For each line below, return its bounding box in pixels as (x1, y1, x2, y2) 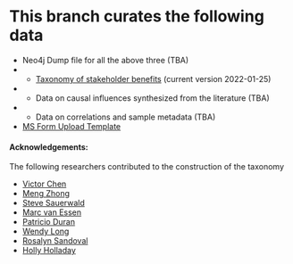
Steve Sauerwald (21, 198, 85, 209)
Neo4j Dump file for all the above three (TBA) (21, 54, 189, 65)
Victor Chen (21, 178, 67, 189)
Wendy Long (21, 226, 70, 237)
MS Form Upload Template (21, 120, 121, 131)
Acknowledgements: (9, 141, 89, 153)
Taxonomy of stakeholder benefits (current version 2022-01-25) (35, 73, 272, 84)
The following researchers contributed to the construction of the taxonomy (9, 161, 284, 172)
